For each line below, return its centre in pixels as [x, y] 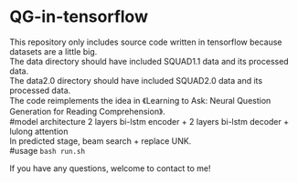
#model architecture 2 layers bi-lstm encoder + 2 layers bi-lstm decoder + [149, 121]
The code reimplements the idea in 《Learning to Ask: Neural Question [140, 100]
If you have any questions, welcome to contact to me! [111, 168]
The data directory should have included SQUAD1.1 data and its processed [149, 61]
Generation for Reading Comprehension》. [88, 111]
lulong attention [39, 131]
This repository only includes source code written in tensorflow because [146, 42]
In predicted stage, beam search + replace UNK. [101, 141]
